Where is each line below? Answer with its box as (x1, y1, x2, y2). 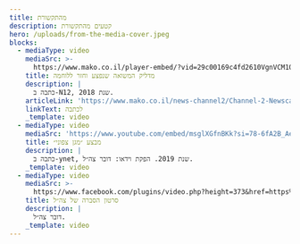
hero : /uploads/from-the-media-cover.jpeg (9, 29, 170, 38)
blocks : (9, 38, 38, 47)
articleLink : (25, 96, 74, 105)
